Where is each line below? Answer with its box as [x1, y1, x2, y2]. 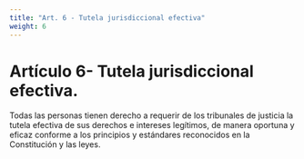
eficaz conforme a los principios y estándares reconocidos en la [9, 129, 250, 141]
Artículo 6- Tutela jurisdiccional [9, 61, 255, 82]
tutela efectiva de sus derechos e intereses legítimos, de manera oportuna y [9, 120, 295, 131]
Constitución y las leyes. [9, 139, 101, 150]
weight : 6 [9, 22, 47, 31]
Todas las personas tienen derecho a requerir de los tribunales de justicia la [9, 110, 294, 121]
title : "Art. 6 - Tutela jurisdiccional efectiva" [9, 13, 206, 23]
